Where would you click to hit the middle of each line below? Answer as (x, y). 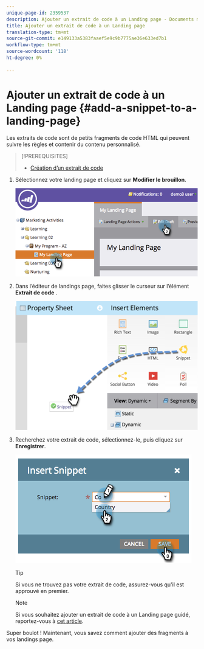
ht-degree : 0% (24, 58)
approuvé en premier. (42, 591)
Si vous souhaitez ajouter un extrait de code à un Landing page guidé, (103, 614)
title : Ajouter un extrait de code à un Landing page (76, 26)
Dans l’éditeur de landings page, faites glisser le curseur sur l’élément (102, 286)
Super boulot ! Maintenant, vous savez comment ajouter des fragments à (97, 633)
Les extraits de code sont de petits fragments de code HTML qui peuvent (98, 137)
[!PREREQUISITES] (44, 156)
